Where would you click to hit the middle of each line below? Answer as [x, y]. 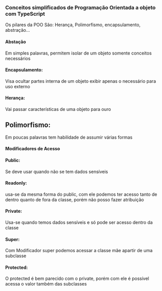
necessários [18, 58]
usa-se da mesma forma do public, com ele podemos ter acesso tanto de [81, 194]
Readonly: [16, 183]
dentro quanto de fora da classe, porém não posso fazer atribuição [75, 199]
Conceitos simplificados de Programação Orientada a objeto [80, 8]
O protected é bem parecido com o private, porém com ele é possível [77, 278]
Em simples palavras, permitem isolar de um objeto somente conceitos [78, 53]
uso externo [18, 86]
